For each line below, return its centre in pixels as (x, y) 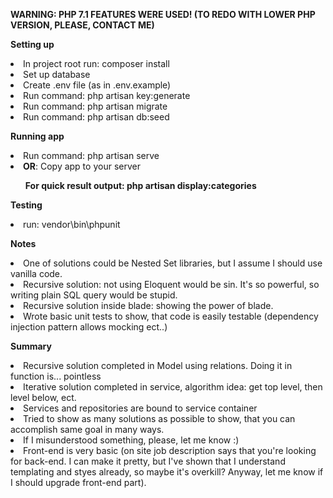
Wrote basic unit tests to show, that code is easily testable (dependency (171, 316)
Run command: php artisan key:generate (107, 95)
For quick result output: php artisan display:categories (140, 185)
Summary (31, 346)
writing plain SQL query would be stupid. (94, 295)
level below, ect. (43, 397)
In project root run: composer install (96, 63)
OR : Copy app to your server (82, 166)
